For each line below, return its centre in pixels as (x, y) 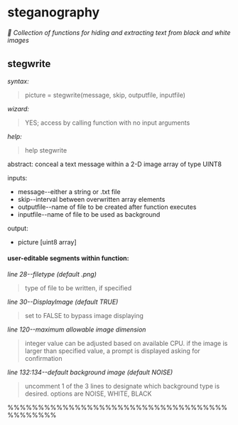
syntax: (18, 81)
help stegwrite (46, 150)
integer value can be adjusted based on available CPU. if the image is (126, 344)
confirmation (43, 359)
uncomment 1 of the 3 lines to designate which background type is (122, 386)
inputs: (17, 178)
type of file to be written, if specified (78, 288)
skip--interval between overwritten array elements (91, 199)
